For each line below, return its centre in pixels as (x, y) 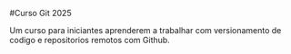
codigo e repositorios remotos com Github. (90, 40)
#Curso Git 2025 (40, 13)
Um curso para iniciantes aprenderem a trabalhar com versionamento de (145, 30)
